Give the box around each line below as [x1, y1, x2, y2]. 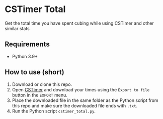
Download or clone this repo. [12, 81, 72, 87]
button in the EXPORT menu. [12, 92, 67, 98]
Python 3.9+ [12, 53, 38, 59]
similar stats [5, 25, 30, 31]
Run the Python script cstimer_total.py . [12, 108, 96, 114]
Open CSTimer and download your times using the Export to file [12, 86, 150, 92]
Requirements [5, 40, 50, 49]
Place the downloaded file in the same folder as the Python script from [12, 97, 159, 103]
